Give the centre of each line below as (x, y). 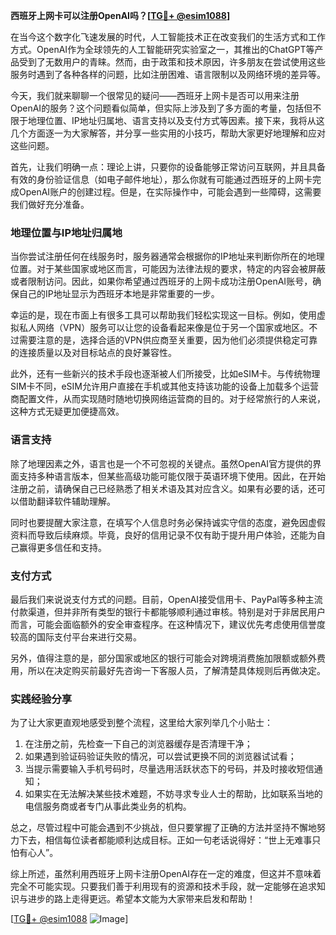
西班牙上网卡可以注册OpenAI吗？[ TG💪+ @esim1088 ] (120, 15)
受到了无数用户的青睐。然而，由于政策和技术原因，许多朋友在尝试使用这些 (172, 62)
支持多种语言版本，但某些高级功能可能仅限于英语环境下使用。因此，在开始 (172, 476)
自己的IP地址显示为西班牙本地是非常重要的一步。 (119, 294)
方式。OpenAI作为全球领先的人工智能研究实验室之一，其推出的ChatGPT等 (162, 49)
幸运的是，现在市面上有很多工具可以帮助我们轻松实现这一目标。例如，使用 (163, 315)
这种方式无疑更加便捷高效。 (67, 411)
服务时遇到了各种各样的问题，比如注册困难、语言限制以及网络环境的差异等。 (168, 74)
